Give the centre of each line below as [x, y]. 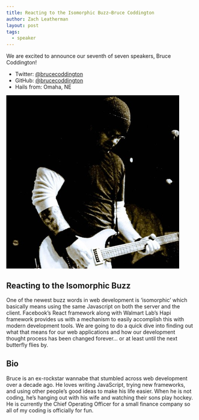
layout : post [23, 25]
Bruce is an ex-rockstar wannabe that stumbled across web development [97, 378]
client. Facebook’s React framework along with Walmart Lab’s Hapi [89, 313]
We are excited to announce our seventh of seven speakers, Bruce [89, 56]
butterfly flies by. [27, 345]
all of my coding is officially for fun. [50, 410]
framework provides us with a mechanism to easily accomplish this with [95, 319]
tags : [13, 32]
